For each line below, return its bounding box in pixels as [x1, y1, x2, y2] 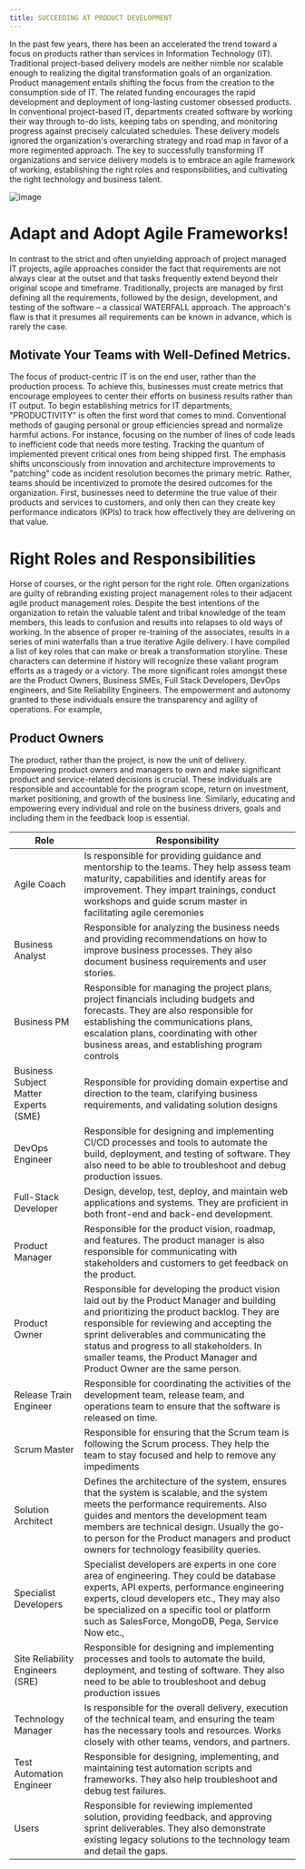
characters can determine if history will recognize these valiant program [9, 656, 279, 667]
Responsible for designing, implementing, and [84, 1751, 280, 1763]
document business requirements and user [84, 955, 268, 968]
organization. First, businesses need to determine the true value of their [9, 488, 278, 499]
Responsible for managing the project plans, [84, 982, 272, 995]
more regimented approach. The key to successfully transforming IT [9, 145, 265, 156]
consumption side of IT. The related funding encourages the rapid [9, 86, 256, 97]
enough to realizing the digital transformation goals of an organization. [9, 67, 273, 78]
